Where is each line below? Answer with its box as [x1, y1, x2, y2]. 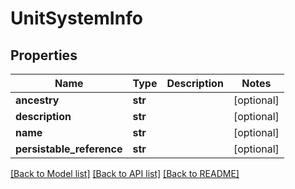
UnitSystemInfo [10, 7, 143, 30]
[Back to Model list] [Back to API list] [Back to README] [10, 168, 240, 179]
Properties [10, 47, 78, 64]
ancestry [15, 93, 60, 107]
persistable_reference [15, 142, 123, 156]
